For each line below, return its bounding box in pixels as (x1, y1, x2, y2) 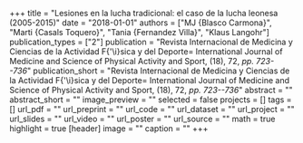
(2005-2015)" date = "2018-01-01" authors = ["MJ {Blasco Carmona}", (9, 17, 272, 28)
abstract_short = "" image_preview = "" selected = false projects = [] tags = (9, 94, 292, 105)
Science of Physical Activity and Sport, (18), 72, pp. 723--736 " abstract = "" (9, 85, 293, 95)
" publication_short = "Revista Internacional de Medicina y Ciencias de (26, 65, 290, 76)
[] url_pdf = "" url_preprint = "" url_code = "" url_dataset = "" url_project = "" (9, 104, 295, 114)
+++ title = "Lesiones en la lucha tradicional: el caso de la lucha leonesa (9, 8, 279, 18)
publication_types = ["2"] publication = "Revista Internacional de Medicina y (9, 36, 293, 47)
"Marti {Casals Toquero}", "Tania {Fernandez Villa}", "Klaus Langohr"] (9, 27, 270, 37)
